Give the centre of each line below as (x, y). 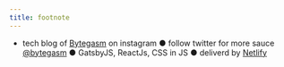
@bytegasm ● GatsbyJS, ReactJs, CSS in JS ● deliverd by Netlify (144, 52)
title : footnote (39, 17)
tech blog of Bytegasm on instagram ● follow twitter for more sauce (148, 43)
